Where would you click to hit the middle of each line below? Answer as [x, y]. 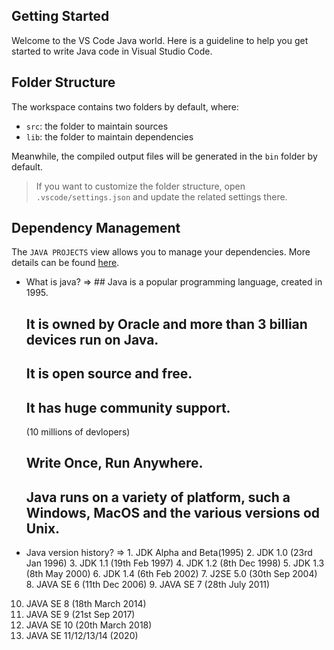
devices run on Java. [92, 339]
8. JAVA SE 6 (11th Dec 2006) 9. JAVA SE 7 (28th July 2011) [148, 585]
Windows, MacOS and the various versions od [173, 512]
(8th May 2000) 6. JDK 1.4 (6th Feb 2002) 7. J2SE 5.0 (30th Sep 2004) [171, 574]
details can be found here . [65, 263]
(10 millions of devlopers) [78, 432]
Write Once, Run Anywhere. [114, 463]
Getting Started [60, 16]
